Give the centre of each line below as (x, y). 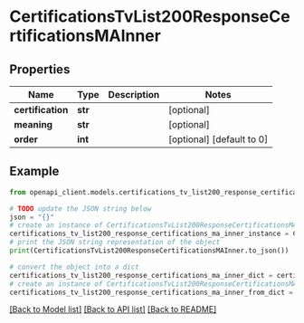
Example (34, 171)
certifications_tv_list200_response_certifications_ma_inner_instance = (149, 234)
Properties (40, 69)
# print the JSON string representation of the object (115, 242)
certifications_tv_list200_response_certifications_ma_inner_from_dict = (152, 292)
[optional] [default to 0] (218, 139)
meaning (33, 124)
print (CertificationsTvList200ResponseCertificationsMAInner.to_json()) (149, 251)
